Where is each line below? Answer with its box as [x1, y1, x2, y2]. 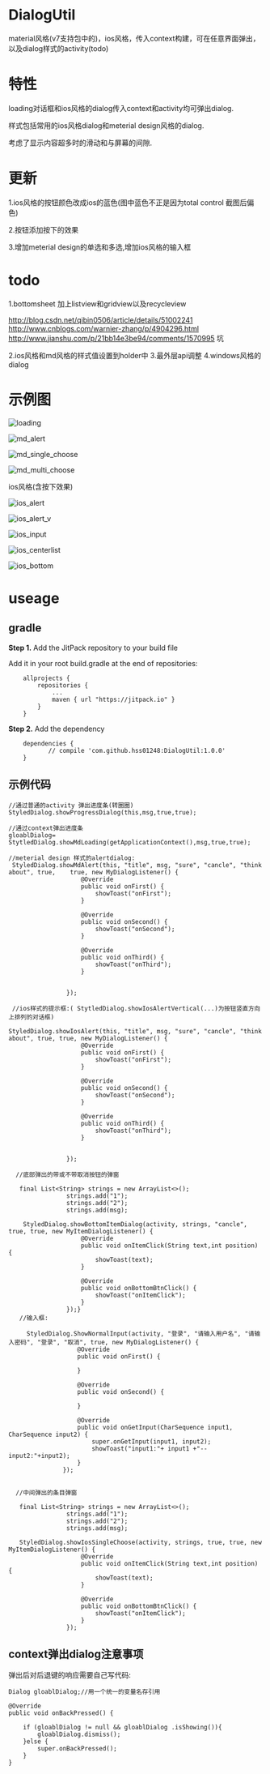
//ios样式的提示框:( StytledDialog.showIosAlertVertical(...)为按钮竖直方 [11, 1004, 255, 1012]
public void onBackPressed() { [8, 1709, 114, 1717]
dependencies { [23, 739, 74, 747]
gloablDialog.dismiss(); [37, 1730, 121, 1739]
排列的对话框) [14, 1013, 55, 1021]
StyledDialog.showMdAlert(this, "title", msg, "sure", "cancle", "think [11, 861, 263, 869]
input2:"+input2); [8, 1451, 70, 1460]
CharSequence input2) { [8, 1430, 89, 1438]
